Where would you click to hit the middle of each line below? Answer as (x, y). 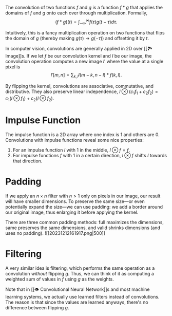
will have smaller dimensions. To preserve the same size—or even (75, 201)
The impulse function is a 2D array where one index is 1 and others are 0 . (83, 134)
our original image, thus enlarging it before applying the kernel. (72, 212)
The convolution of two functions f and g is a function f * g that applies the (84, 7)
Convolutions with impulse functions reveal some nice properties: (74, 140)
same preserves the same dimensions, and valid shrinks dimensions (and (83, 228)
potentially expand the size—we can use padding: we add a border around (84, 207)
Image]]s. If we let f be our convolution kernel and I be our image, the (79, 56)
